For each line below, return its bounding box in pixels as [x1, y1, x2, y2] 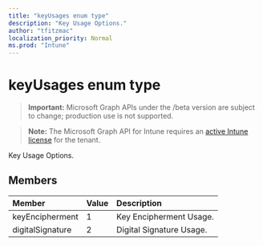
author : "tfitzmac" [8, 26, 74, 34]
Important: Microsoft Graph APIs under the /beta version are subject [27, 103, 255, 112]
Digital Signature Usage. [115, 224, 208, 235]
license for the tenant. [27, 135, 101, 145]
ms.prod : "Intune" [8, 42, 70, 50]
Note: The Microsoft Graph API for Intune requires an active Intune [27, 127, 249, 136]
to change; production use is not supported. [27, 111, 174, 121]
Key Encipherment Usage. [115, 211, 215, 222]
